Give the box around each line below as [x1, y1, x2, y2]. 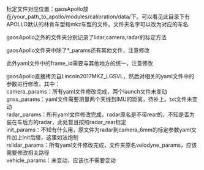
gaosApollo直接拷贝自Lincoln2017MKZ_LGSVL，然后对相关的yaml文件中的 [6, 73, 195, 79]
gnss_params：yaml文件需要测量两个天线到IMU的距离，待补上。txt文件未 [6, 95, 193, 103]
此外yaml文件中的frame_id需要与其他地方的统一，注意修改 [6, 60, 153, 67]
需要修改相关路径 [6, 149, 50, 156]
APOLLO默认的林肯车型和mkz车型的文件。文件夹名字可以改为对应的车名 [6, 21, 189, 28]
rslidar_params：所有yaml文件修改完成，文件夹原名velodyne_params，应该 [6, 141, 197, 149]
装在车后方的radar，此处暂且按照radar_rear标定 [6, 119, 127, 125]
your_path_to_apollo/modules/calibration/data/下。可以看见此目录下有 [13, 13, 191, 20]
